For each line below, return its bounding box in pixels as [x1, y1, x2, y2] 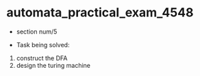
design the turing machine [16, 61, 90, 69]
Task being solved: [16, 40, 70, 49]
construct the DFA [16, 53, 68, 62]
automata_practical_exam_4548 [6, 5, 194, 21]
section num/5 [16, 27, 58, 36]
